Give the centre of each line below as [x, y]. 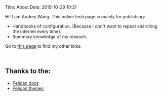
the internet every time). [37, 31]
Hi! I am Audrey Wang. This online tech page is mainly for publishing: [75, 16]
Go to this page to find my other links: [43, 46]
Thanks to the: [28, 71]
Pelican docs [25, 83]
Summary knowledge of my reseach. [50, 37]
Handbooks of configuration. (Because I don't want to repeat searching [85, 26]
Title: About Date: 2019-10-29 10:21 [41, 7]
